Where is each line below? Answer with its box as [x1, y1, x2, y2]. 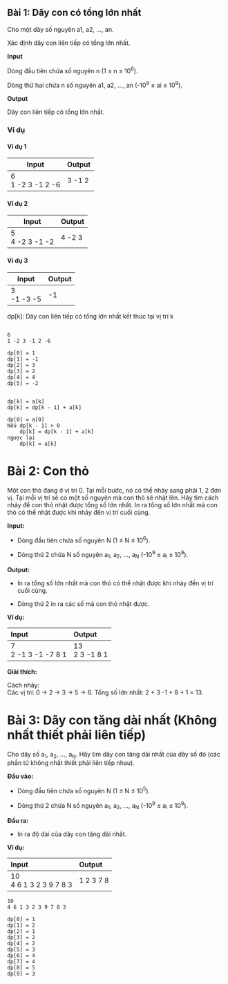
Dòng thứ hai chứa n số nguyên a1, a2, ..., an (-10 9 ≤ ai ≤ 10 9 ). [7, 80, 183, 90]
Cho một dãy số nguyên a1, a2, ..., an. [7, 25, 114, 33]
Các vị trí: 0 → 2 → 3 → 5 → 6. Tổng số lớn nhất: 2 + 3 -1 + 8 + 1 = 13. [7, 688, 204, 697]
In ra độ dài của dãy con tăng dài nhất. [17, 830, 127, 838]
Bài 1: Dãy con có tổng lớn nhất [7, 7, 142, 19]
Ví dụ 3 [7, 256, 28, 265]
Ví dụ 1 [7, 142, 27, 151]
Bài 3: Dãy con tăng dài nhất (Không [7, 712, 218, 728]
